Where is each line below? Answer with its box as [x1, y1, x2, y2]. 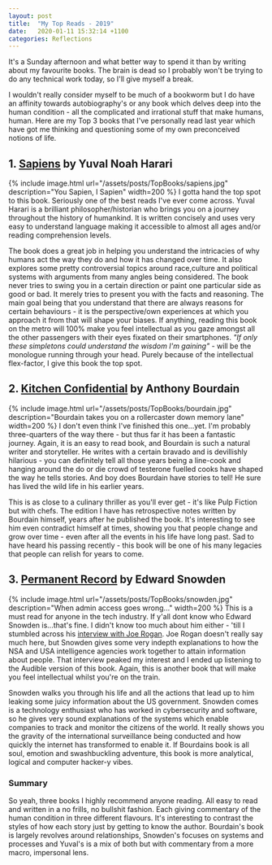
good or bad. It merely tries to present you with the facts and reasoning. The [8, 290, 264, 299]
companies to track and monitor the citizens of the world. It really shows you [8, 722, 265, 732]
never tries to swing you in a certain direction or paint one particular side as [8, 281, 261, 291]
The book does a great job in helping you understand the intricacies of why [8, 246, 260, 256]
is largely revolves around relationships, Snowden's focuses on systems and [8, 830, 264, 840]
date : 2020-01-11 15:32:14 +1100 [8, 27, 129, 35]
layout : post [8, 11, 53, 20]
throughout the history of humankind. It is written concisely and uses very [8, 213, 256, 223]
